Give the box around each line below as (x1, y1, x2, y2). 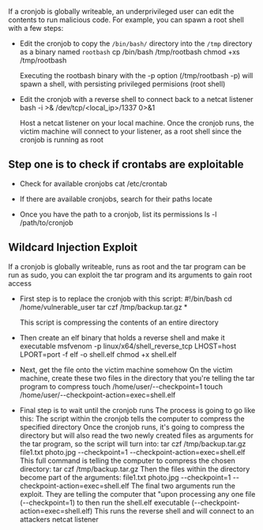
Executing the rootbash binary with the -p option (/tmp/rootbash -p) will (19, 71, 254, 80)
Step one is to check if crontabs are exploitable (8, 158, 244, 171)
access (8, 278, 32, 288)
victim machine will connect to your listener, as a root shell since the (19, 126, 242, 136)
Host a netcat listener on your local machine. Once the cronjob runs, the (19, 118, 254, 127)
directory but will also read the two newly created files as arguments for (19, 430, 254, 440)
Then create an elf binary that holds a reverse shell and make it (19, 333, 225, 342)
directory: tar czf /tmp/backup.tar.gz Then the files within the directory (19, 464, 250, 473)
